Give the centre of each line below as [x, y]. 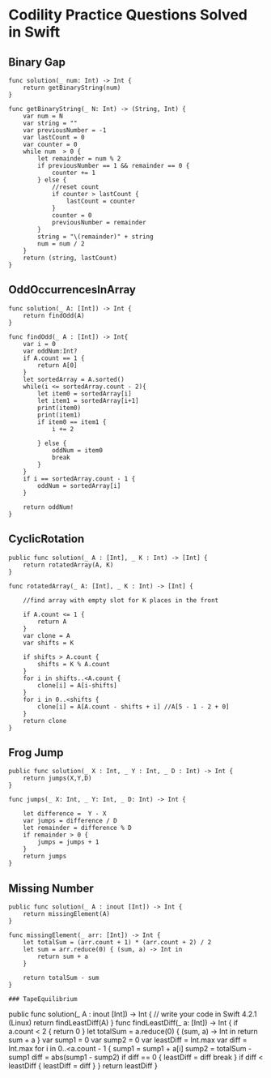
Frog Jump [36, 753]
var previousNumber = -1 [65, 130]
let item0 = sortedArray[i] [85, 394]
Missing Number [51, 888]
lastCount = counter [101, 201]
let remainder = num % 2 [79, 159]
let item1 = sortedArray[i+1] [88, 400]
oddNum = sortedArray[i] [79, 486]
